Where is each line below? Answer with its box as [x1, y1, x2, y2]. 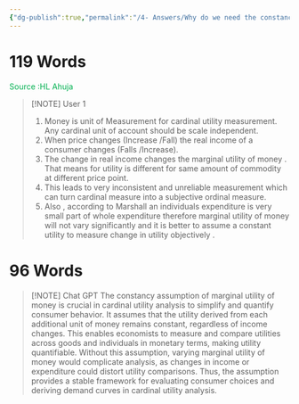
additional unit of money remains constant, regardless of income [30, 318, 268, 329]
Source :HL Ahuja [9, 81, 74, 92]
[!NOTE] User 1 [30, 98, 86, 109]
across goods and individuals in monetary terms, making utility [30, 337, 261, 348]
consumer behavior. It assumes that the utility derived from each [30, 309, 269, 319]
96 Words [9, 260, 83, 281]
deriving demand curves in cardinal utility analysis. [30, 384, 218, 395]
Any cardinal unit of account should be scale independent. [44, 125, 259, 136]
